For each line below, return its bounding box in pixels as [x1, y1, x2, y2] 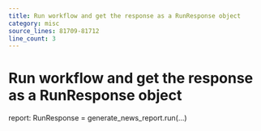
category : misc [8, 19, 60, 27]
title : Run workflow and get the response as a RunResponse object [8, 11, 242, 20]
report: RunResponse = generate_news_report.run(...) [8, 113, 188, 123]
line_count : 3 [8, 34, 57, 43]
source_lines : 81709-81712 [8, 27, 100, 35]
